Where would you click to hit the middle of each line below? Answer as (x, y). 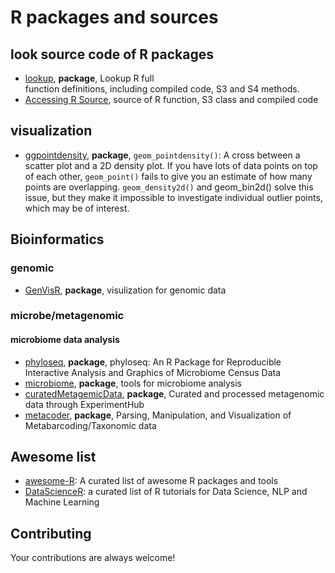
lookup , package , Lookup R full (89, 78)
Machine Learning (62, 502)
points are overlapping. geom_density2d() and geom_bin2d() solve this (169, 187)
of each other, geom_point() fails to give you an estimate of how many (168, 176)
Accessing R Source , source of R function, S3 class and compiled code (171, 99)
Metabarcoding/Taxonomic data (90, 425)
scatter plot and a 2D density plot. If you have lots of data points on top (171, 165)
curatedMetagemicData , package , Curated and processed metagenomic (174, 393)
